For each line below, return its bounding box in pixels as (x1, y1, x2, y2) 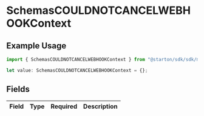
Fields (6, 84, 30, 94)
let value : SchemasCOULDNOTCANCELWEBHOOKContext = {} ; (6, 67, 148, 73)
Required (50, 102, 78, 111)
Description (83, 102, 118, 111)
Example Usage (6, 40, 67, 51)
